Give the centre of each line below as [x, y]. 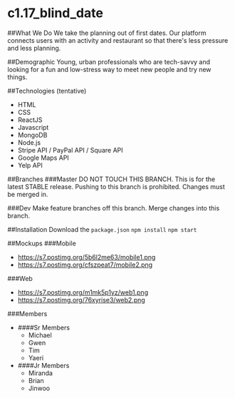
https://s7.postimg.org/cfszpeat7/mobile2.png [85, 265]
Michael [40, 335]
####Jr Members [43, 365]
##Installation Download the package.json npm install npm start [102, 229]
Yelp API [30, 165]
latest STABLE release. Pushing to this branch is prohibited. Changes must [116, 186]
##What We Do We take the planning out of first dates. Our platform [107, 33]
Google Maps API [43, 158]
